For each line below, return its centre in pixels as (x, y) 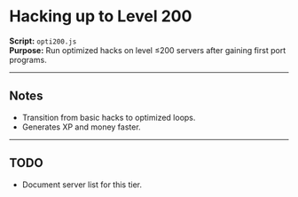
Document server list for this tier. (82, 185)
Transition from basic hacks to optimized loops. (109, 117)
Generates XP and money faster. (81, 127)
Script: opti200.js (43, 41)
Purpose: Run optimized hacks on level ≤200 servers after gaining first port (148, 50)
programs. (28, 59)
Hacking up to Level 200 (101, 16)
